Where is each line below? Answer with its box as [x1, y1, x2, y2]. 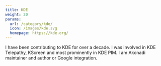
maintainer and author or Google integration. [5, 55, 98, 60]
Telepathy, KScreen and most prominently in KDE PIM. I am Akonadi [5, 49, 146, 55]
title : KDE [5, 7, 28, 12]
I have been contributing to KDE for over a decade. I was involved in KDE [5, 44, 156, 50]
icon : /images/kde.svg [10, 26, 57, 31]
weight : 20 [5, 12, 28, 17]
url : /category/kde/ [10, 21, 53, 26]
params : [5, 16, 22, 21]
